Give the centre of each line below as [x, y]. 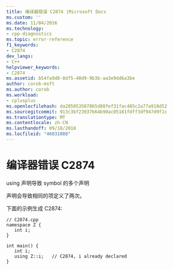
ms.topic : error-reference [40, 39]
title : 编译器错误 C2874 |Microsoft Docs [56, 12]
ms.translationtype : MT [36, 117]
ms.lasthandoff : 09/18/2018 [41, 128]
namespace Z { [24, 225]
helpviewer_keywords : [33, 67]
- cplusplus [21, 100]
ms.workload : [22, 95]
